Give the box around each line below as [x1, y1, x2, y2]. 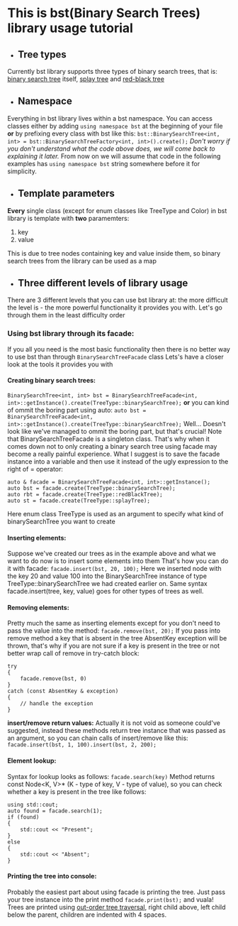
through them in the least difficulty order [7, 311, 125, 320]
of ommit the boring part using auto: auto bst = [7, 405, 147, 414]
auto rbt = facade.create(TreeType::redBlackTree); [7, 491, 163, 498]
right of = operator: [7, 464, 64, 473]
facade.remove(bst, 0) [20, 675, 87, 682]
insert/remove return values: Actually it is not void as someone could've [7, 719, 221, 727]
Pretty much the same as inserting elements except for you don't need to [7, 619, 221, 628]
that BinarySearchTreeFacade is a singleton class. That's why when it [7, 435, 210, 443]
